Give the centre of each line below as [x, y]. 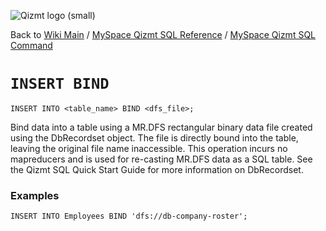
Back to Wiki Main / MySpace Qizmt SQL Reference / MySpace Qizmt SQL [163, 34]
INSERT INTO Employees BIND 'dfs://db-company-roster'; [129, 216]
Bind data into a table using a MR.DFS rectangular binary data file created [161, 127]
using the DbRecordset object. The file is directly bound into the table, [154, 137]
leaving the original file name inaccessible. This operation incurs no [149, 148]
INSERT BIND [60, 84]
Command [31, 45]
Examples [35, 195]
